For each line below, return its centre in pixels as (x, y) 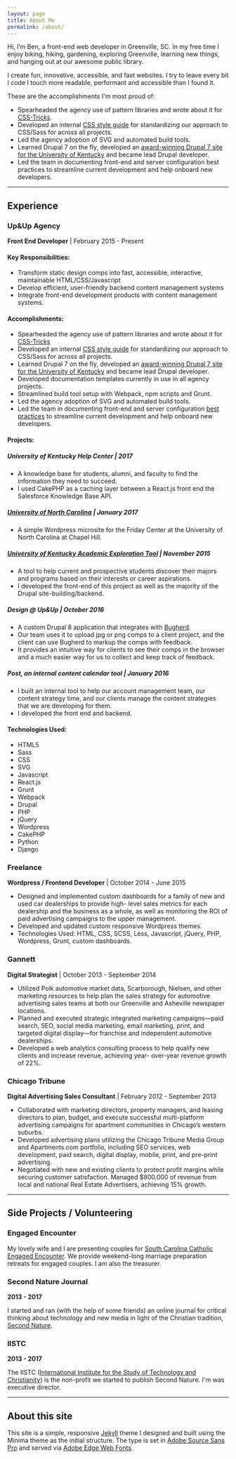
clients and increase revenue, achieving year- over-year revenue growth (122, 1055)
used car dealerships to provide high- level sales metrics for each (112, 904)
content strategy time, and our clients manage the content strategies (117, 698)
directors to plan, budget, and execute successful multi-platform (111, 1117)
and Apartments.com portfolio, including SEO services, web (104, 1147)
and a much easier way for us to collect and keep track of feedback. (116, 656)
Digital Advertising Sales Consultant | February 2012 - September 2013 (112, 1096)
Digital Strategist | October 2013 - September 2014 (82, 975)
